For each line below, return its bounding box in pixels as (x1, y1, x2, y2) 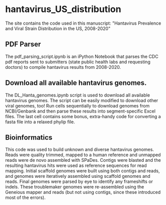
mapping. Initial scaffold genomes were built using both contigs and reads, (5, 168, 160, 174)
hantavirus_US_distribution (5, 4, 122, 15)
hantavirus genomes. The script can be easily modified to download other (5, 97, 158, 104)
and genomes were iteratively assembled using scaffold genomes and (5, 173, 150, 179)
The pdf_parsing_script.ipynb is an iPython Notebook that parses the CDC (5, 53, 158, 59)
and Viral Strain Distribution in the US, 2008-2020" (5, 25, 111, 31)
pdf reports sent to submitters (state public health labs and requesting (5, 59, 151, 65)
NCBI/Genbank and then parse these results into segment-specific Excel (5, 108, 156, 114)
